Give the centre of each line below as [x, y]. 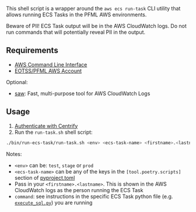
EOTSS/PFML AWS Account [48, 71]
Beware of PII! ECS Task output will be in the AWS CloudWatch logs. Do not [96, 26]
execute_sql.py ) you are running [53, 202]
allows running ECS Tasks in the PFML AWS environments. [76, 15]
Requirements [32, 51]
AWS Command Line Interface [51, 64]
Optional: [17, 82]
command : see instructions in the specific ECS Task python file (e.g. [94, 196]
